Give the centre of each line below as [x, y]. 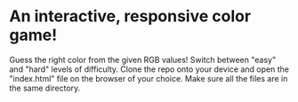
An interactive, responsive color [130, 16]
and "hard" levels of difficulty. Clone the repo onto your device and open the [149, 69]
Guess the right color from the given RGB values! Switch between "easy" [143, 59]
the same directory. [45, 88]
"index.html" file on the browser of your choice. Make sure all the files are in [149, 78]
